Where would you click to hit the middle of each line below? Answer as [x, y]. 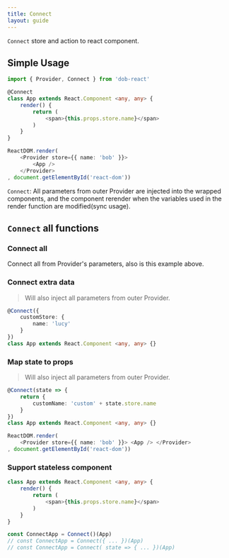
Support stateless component [60, 467]
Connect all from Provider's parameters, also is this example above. [106, 264]
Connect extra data [41, 282]
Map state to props [40, 362]
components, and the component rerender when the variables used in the [114, 199]
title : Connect [30, 14]
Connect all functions [53, 228]
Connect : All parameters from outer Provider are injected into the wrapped [114, 191]
